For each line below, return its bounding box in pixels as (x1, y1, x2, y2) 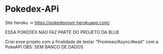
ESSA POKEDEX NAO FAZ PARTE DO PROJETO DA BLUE (5, 29, 120, 35)
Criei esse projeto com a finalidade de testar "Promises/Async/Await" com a (5, 38, 159, 45)
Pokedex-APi (5, 3, 59, 15)
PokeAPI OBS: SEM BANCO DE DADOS (5, 44, 84, 50)
